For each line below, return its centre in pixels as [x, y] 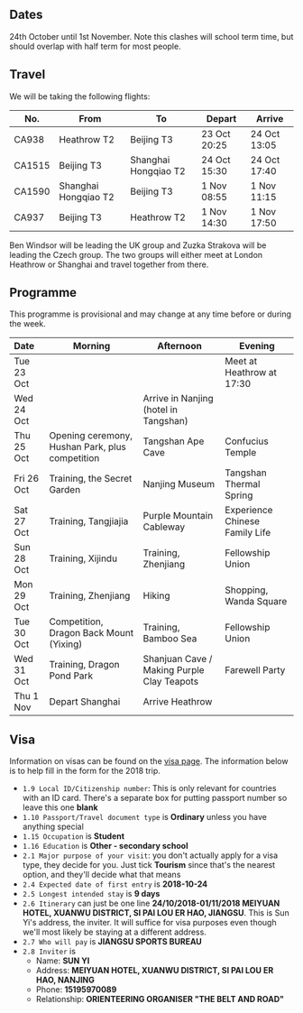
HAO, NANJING [65, 980]
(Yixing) [66, 644]
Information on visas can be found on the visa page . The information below [149, 761]
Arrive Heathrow [178, 702]
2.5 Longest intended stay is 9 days [91, 894]
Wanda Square [256, 602]
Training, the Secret [91, 479]
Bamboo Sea [170, 639]
